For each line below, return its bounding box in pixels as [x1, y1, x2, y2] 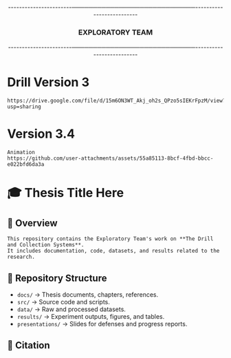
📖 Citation [7, 339, 50, 351]
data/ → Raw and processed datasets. [16, 305, 126, 313]
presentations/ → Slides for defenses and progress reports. [16, 319, 188, 328]
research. [7, 253, 36, 261]
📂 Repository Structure [7, 272, 107, 284]
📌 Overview [7, 217, 58, 229]
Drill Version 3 [7, 74, 89, 90]
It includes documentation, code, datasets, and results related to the [7, 248, 220, 255]
